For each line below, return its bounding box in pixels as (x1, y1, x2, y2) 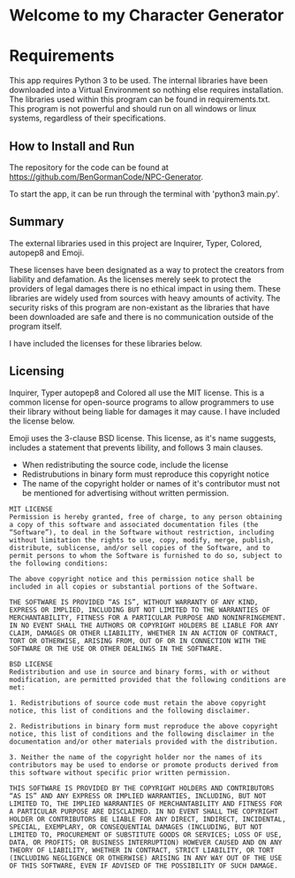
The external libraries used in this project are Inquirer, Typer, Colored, (9, 237, 262, 248)
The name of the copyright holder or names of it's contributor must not (21, 478, 281, 488)
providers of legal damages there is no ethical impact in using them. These (9, 283, 281, 293)
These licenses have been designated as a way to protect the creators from (9, 264, 284, 275)
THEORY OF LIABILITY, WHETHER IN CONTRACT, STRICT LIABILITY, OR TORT (9, 845, 275, 855)
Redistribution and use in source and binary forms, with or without (9, 667, 271, 676)
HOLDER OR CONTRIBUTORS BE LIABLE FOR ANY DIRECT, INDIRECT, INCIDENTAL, (9, 814, 287, 824)
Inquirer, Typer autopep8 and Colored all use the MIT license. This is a (9, 387, 265, 398)
